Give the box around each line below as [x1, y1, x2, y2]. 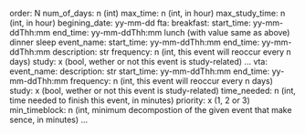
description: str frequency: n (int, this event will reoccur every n [52, 46, 292, 57]
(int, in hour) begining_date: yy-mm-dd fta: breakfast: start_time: [9, 17, 251, 28]
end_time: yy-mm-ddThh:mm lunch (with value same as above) [52, 27, 290, 37]
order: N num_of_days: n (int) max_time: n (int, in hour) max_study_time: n [9, 8, 286, 18]
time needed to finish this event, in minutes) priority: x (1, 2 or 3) [9, 95, 251, 106]
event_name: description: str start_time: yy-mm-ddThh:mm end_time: [9, 66, 270, 77]
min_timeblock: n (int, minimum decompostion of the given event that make [9, 105, 292, 115]
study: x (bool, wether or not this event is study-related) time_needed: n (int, [9, 86, 297, 96]
